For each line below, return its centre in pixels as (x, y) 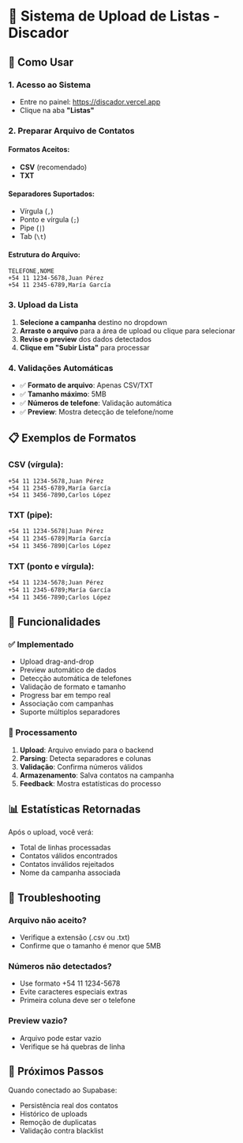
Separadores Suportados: (52, 194)
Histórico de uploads (54, 1114)
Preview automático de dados (68, 670)
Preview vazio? (38, 1021)
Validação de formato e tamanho (73, 687)
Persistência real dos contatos (69, 1106)
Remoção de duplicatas (58, 1122)
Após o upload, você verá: (51, 832)
